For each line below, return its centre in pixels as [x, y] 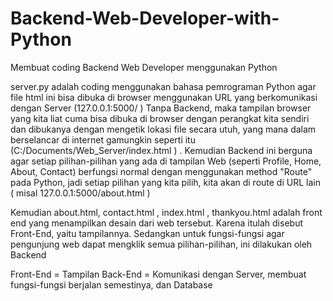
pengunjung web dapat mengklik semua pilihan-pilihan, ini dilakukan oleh [161, 244]
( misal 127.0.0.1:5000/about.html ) [80, 193]
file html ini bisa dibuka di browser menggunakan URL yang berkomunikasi [164, 97]
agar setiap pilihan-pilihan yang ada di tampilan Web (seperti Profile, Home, [166, 161]
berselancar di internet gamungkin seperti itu [103, 139]
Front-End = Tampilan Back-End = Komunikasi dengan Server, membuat [158, 274]
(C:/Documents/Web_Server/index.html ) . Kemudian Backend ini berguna [161, 150]
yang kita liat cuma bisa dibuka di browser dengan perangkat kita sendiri [160, 118]
